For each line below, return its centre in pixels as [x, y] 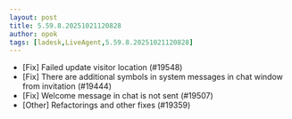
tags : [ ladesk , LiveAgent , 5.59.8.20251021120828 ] [101, 42]
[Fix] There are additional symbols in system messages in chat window [153, 77]
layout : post [33, 17]
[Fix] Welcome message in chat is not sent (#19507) [118, 96]
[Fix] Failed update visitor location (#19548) [102, 67]
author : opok [33, 34]
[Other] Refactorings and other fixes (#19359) [106, 105]
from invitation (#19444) [67, 86]
